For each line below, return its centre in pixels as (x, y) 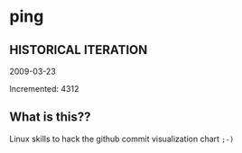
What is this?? (50, 117)
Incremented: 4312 (44, 89)
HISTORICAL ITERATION (79, 50)
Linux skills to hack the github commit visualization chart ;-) (122, 139)
